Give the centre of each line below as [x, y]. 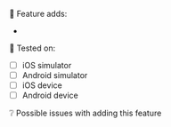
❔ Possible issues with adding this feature [85, 113]
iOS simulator [47, 65]
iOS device [42, 85]
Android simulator [55, 75]
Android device [50, 95]
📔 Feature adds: [38, 14]
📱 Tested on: [33, 48]
